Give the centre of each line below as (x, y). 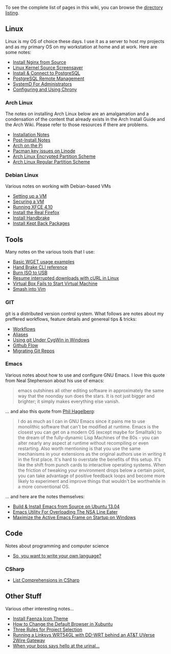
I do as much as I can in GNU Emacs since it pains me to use (81, 421)
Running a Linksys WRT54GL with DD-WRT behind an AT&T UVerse (84, 635)
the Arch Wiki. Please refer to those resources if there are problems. (77, 125)
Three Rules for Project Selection (47, 629)
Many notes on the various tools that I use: (50, 252)
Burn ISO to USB (30, 273)
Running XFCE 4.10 (33, 207)
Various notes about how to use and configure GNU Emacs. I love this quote (85, 375)
